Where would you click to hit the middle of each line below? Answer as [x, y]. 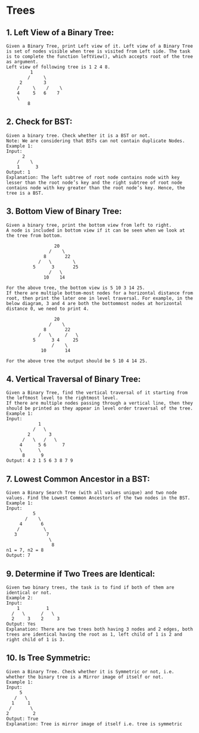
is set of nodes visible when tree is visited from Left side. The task [98, 51]
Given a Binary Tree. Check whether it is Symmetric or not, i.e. [90, 672]
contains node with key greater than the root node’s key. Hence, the [96, 188]
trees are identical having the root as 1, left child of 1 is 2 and [94, 635]
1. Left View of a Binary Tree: [60, 33]
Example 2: [20, 598]
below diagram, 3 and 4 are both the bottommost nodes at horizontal [94, 303]
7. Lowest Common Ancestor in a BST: [78, 479]
